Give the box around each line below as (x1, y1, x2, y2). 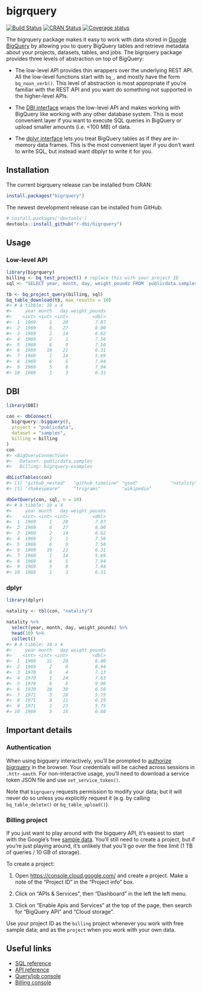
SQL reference (14, 959, 52, 967)
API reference (14, 965, 49, 973)
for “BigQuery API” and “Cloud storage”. (14, 908, 114, 916)
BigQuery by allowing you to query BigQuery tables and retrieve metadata (6, 42, 189, 49)
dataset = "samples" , (11, 430, 66, 436)
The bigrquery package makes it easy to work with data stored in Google (6, 36, 187, 43)
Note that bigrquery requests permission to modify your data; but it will (6, 788, 182, 795)
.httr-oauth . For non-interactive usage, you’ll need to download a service (6, 770, 189, 777)
